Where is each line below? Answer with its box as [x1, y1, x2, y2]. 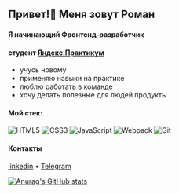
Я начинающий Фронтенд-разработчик [8, 29, 144, 39]
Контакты [8, 143, 42, 153]
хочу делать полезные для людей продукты [19, 90, 167, 100]
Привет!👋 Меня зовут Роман [8, 8, 155, 21]
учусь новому [19, 65, 67, 75]
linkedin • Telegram [8, 161, 72, 170]
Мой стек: [8, 108, 43, 118]
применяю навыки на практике [19, 74, 125, 83]
